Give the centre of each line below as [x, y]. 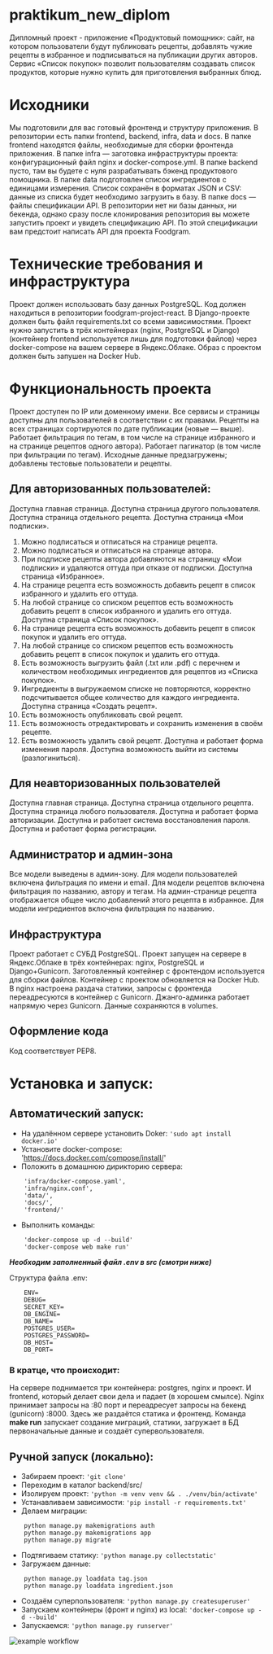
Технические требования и [106, 264]
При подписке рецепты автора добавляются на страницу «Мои [131, 558]
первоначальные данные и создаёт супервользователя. [107, 1431]
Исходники [50, 105]
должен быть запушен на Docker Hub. [75, 356]
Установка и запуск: [81, 1083]
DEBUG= [35, 1300]
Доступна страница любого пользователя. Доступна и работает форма [134, 812]
